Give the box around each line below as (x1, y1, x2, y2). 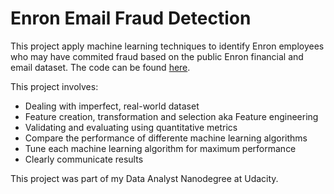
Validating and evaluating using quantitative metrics (24, 121, 238, 133)
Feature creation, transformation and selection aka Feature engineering (24, 110, 319, 122)
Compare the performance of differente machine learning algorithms (24, 132, 308, 144)
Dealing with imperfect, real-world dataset (24, 100, 200, 112)
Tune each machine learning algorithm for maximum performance (24, 142, 297, 154)
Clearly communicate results (24, 153, 144, 165)
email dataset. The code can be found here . (10, 61, 191, 73)
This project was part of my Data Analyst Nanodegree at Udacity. (10, 172, 279, 184)
